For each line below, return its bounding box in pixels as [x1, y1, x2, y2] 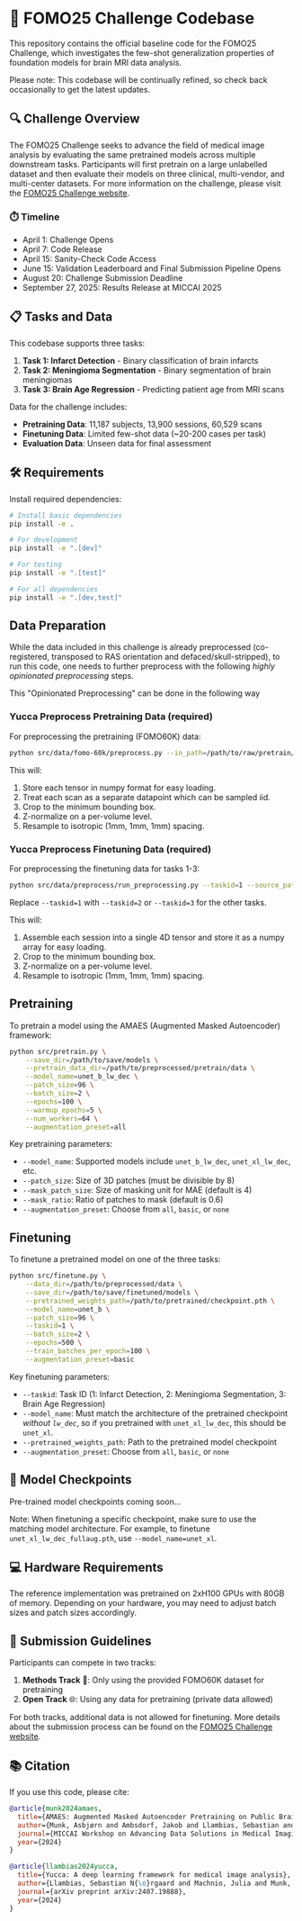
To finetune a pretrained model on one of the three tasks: [9, 1254, 221, 1265]
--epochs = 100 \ [25, 1097, 83, 1106]
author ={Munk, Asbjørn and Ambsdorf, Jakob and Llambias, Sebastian [17, 1820, 280, 1830]
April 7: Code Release [22, 244, 102, 255]
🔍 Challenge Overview [9, 112, 140, 127]
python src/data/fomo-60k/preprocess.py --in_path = [9, 748, 207, 757]
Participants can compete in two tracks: [9, 1657, 157, 1668]
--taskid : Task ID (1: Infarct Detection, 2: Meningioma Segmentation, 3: [22, 1388, 287, 1399]
